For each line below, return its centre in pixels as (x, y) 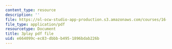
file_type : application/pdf (35, 24)
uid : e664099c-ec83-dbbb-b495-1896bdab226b (52, 39)
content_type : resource (31, 10)
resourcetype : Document (31, 29)
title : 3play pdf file (29, 34)
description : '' (23, 15)
